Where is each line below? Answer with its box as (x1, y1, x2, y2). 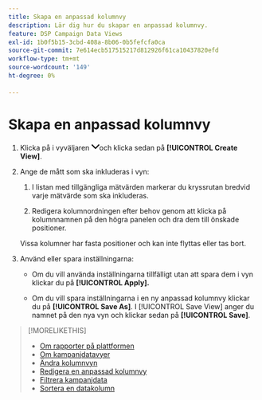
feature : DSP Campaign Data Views (8, 29, 123, 37)
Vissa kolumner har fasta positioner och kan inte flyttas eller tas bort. (19, 238, 247, 248)
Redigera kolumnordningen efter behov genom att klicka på (31, 206, 227, 215)
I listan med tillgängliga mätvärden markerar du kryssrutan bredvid (31, 182, 251, 191)
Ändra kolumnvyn (39, 358, 98, 367)
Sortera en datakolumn (39, 383, 115, 393)
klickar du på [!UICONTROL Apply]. (31, 277, 150, 287)
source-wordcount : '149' (8, 64, 91, 72)
